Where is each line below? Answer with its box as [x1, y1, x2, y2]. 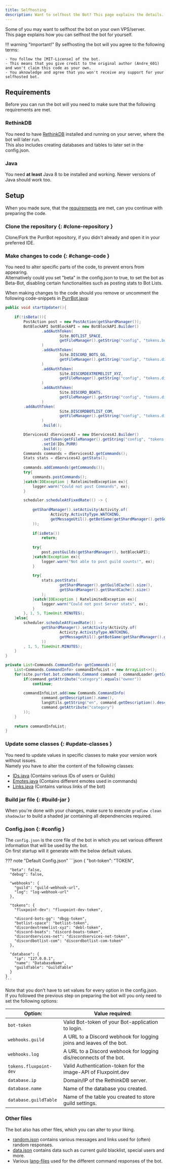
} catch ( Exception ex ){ [32, 554, 80, 559]
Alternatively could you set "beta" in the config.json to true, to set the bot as [5, 275, 164, 281]
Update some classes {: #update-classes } [5, 741, 112, 748]
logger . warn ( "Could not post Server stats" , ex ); [41, 601, 148, 606]
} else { [14, 615, 28, 621]
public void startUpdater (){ [5, 305, 67, 310]
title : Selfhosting [5, 7, 47, 13]
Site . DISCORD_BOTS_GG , [59, 352, 108, 357]
